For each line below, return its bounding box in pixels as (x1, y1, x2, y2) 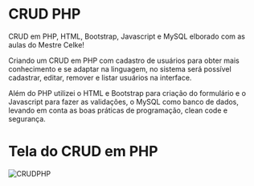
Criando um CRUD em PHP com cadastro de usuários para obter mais (8, 56, 240, 65)
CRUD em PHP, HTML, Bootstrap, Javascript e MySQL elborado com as (8, 31, 245, 41)
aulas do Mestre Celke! (8, 39, 84, 49)
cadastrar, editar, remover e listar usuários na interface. (8, 72, 192, 82)
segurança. (8, 114, 46, 123)
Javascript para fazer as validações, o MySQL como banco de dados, (8, 97, 240, 106)
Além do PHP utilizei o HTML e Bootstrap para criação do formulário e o (8, 88, 247, 97)
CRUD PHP (8, 5, 81, 23)
